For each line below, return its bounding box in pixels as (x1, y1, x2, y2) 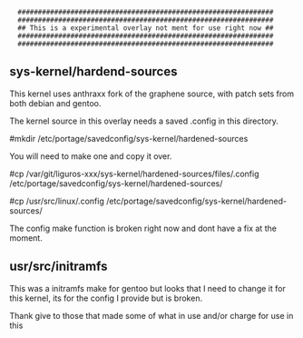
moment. (9, 232, 43, 244)
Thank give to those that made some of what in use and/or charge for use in (9, 310, 294, 321)
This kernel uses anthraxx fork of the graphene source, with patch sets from (9, 88, 295, 99)
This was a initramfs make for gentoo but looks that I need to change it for (9, 283, 286, 293)
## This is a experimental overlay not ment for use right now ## (17, 24, 274, 33)
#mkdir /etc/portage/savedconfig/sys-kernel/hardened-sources (9, 133, 249, 144)
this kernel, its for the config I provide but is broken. (9, 293, 202, 303)
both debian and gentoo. (9, 97, 102, 108)
